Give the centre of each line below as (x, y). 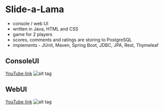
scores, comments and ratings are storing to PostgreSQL (72, 40)
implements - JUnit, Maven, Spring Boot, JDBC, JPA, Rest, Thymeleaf (86, 45)
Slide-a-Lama (35, 9)
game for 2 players (32, 34)
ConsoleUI (22, 61)
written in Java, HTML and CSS (46, 29)
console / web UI (30, 23)
